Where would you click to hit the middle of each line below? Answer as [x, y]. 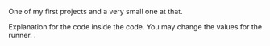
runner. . [22, 35]
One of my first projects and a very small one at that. [96, 11]
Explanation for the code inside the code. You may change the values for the [135, 27]
